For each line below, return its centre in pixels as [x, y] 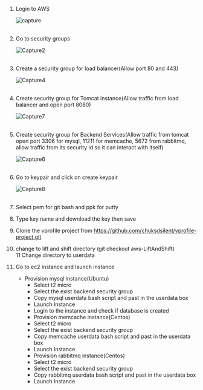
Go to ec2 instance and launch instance [65, 267]
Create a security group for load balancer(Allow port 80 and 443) [97, 68]
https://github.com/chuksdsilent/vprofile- [145, 230]
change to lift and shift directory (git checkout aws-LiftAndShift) [95, 249]
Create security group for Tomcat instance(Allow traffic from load [97, 98]
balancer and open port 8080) [53, 105]
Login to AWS [33, 9]
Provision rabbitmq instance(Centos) [79, 356]
